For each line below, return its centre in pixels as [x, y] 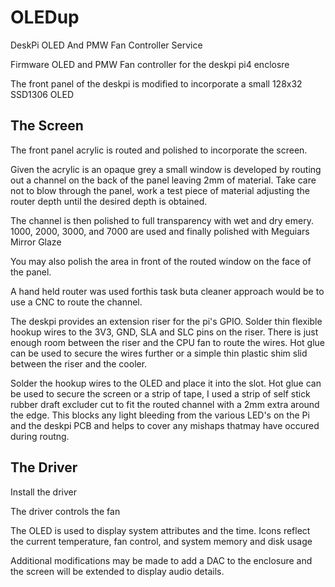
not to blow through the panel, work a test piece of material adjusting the [160, 190]
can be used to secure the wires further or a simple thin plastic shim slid [159, 353]
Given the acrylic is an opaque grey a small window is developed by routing [166, 169]
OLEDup [45, 17]
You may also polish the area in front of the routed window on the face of [161, 261]
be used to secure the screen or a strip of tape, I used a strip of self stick [160, 393]
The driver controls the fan [65, 511]
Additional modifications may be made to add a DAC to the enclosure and [161, 560]
